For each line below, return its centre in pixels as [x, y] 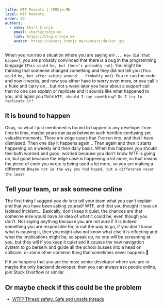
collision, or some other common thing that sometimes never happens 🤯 [77, 253]
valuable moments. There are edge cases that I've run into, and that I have [79, 138]
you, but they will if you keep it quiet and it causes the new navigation [74, 242]
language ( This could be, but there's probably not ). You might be [73, 65]
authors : [14, 23]
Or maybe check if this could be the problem [73, 287]
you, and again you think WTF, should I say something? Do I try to [73, 96]
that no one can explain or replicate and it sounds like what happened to [77, 91]
